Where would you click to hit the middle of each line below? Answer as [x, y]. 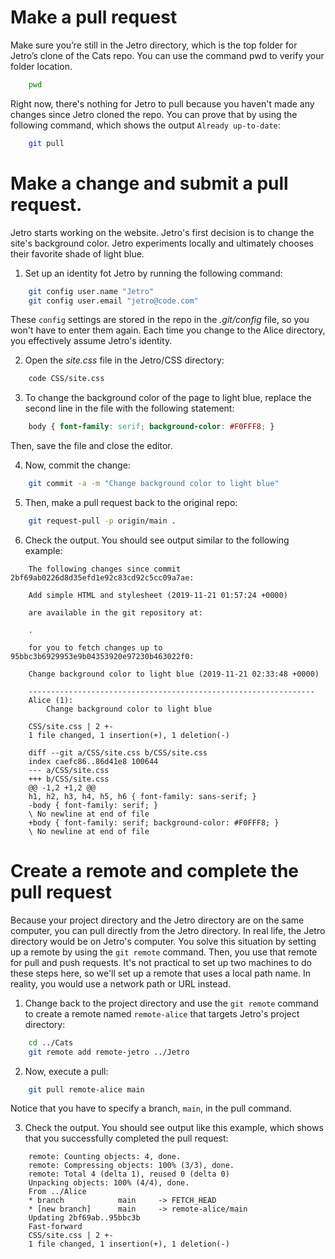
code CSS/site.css [66, 379]
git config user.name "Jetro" [91, 291]
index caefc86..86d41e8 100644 [93, 761]
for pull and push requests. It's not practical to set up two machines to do [161, 962]
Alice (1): [51, 700]
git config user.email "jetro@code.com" [113, 301]
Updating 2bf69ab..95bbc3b [84, 1218]
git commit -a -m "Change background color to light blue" [154, 484]
